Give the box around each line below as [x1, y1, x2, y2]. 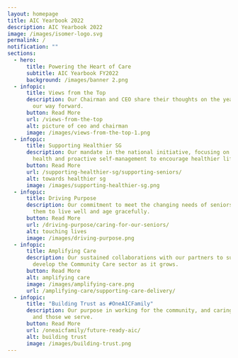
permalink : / [7, 37, 46, 44]
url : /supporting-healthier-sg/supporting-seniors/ [25, 168, 182, 176]
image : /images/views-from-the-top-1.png [25, 129, 151, 136]
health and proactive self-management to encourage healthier [33, 155, 220, 163]
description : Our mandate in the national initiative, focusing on [25, 149, 230, 156]
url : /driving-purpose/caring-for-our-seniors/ [25, 221, 170, 228]
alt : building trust [25, 333, 87, 340]
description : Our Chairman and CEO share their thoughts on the [25, 96, 220, 104]
